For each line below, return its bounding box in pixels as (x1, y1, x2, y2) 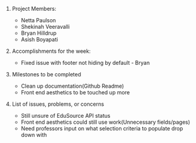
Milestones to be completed (11, 71, 81, 78)
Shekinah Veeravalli (20, 23, 70, 30)
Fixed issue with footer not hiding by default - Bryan (20, 59, 150, 66)
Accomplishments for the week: (11, 47, 91, 55)
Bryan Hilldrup (20, 29, 57, 37)
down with (20, 132, 47, 138)
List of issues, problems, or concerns (11, 100, 104, 108)
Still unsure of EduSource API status (20, 112, 111, 119)
